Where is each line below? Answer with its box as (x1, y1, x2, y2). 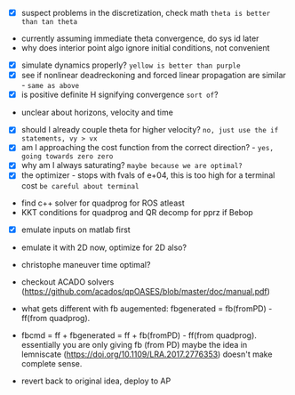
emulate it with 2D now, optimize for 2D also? (20, 242, 187, 253)
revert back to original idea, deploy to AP (20, 375, 171, 386)
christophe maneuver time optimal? (20, 259, 151, 270)
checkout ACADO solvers (20, 276, 115, 287)
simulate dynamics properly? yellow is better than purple (20, 60, 241, 70)
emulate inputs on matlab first (20, 224, 131, 235)
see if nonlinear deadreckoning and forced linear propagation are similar (20, 70, 286, 81)
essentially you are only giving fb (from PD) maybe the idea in (20, 339, 248, 350)
